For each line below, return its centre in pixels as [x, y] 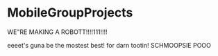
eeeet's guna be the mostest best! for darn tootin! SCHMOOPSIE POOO [109, 45]
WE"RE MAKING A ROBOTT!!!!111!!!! [57, 32]
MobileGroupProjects [70, 13]
